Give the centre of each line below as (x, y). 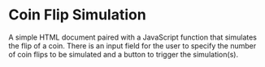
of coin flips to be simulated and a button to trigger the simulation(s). (123, 54)
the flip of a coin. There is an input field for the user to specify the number (132, 45)
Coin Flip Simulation (77, 15)
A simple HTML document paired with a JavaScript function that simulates (133, 37)
